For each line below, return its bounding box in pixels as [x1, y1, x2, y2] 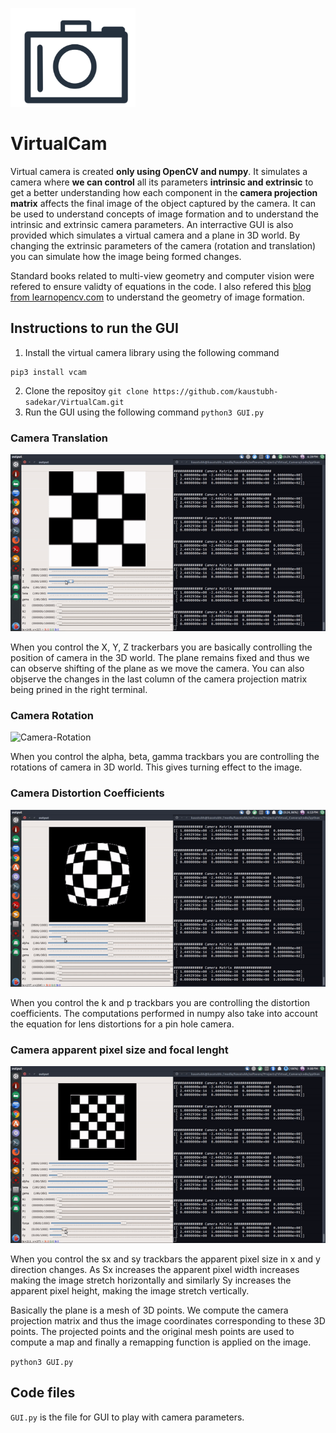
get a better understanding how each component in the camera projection [10, 186, 318, 198]
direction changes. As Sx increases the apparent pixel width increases [10, 1264, 300, 1276]
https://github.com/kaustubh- [153, 386, 279, 397]
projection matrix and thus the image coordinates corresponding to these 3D [10, 1315, 326, 1327]
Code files [10, 1384, 76, 1402]
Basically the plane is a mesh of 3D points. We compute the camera [10, 1304, 289, 1317]
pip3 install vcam [10, 367, 87, 377]
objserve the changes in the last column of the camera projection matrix [10, 673, 308, 685]
